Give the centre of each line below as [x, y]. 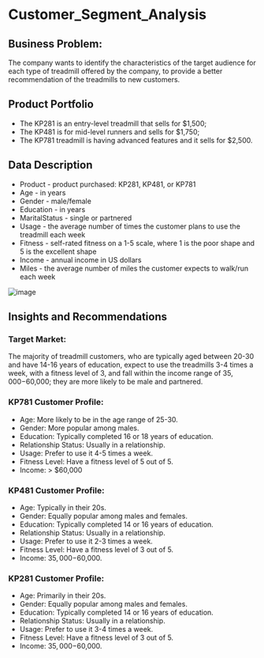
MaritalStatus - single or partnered [76, 217]
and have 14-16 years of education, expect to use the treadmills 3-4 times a [131, 365]
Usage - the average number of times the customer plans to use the [130, 226]
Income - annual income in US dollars [80, 259]
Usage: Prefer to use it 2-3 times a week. [86, 541]
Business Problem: [55, 44]
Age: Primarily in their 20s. [63, 596]
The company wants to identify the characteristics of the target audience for [132, 62]
